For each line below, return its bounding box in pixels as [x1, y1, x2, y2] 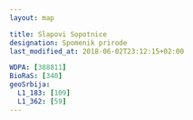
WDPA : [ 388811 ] [9, 63, 67, 73]
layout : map [9, 13, 54, 23]
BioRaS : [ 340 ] [9, 72, 63, 81]
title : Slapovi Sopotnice [9, 29, 107, 39]
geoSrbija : [9, 80, 51, 89]
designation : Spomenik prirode [9, 38, 128, 47]
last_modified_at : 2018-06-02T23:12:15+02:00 [9, 46, 184, 55]
